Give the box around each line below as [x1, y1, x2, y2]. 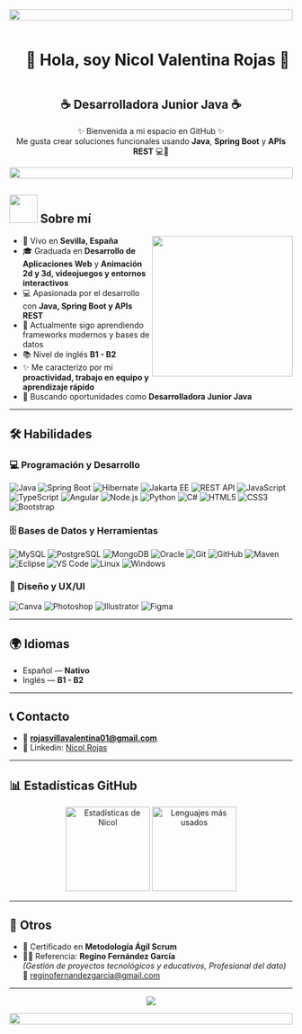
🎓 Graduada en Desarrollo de [22, 245, 137, 256]
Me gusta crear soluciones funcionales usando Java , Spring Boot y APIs [16, 135, 286, 147]
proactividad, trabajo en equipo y [22, 372, 150, 382]
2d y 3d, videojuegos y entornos [22, 267, 147, 278]
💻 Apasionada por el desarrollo [22, 287, 140, 298]
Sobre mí [40, 211, 92, 227]
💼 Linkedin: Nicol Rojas [22, 742, 108, 753]
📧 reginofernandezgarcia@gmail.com [22, 970, 161, 981]
